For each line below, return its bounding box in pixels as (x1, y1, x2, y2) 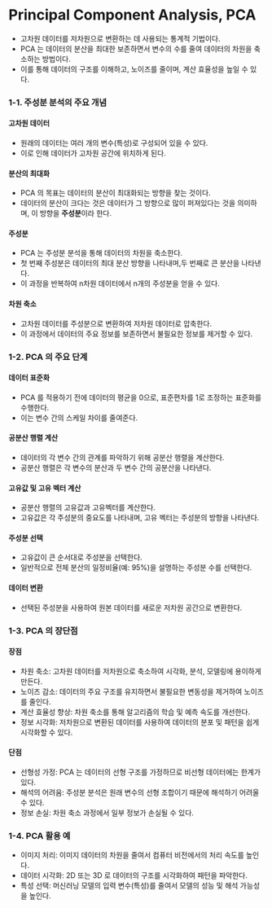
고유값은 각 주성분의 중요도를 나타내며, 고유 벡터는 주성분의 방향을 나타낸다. (20, 513, 260, 523)
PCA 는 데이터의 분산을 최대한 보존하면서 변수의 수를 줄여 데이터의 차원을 (20, 43, 252, 54)
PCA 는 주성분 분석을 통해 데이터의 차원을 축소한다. (20, 248, 183, 258)
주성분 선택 (8, 533, 43, 542)
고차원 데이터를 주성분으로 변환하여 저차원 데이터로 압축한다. (20, 318, 213, 328)
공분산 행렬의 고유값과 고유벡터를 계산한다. (20, 502, 156, 512)
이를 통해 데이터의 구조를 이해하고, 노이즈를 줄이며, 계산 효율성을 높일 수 (20, 64, 248, 74)
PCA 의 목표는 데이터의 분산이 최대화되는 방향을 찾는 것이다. (20, 188, 212, 198)
